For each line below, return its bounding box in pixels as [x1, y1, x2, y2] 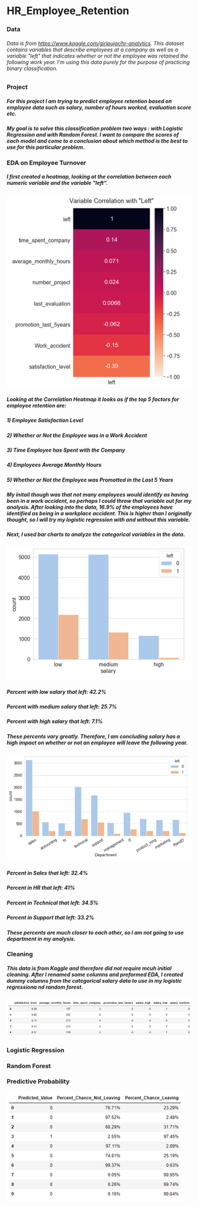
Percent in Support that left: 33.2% [6, 914, 95, 921]
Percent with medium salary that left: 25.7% [6, 703, 118, 710]
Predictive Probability [6, 1078, 70, 1086]
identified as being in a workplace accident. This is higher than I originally [6, 510, 192, 517]
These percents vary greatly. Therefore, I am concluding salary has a [6, 733, 180, 740]
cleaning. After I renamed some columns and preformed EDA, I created [6, 970, 184, 978]
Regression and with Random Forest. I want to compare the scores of [6, 131, 179, 138]
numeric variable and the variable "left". [6, 180, 108, 187]
